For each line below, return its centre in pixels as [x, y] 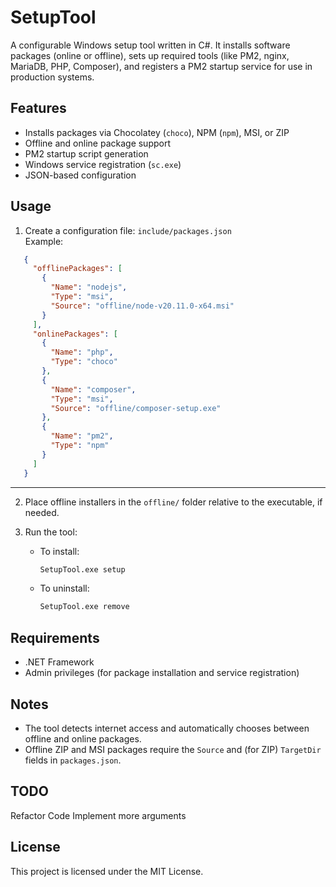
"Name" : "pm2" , [82, 436]
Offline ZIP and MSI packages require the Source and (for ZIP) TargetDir [173, 749]
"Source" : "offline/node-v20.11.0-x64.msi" [142, 306]
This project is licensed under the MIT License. [107, 871]
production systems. [52, 77]
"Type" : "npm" [80, 446]
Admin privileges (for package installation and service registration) [162, 673]
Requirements [55, 637]
